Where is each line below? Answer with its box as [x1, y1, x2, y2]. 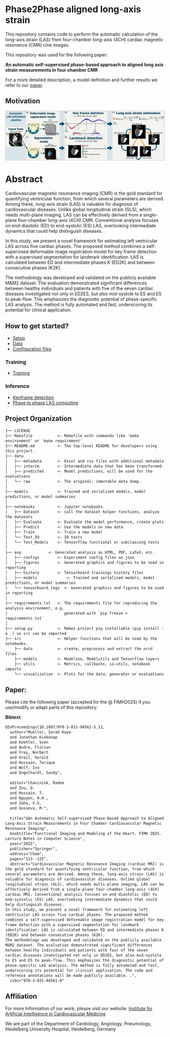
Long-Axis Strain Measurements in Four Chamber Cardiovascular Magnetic [5, 821, 162, 826]
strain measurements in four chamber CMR [5, 67, 98, 73]
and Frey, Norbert [10, 750, 49, 755]
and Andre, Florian [10, 745, 51, 750]
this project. [5, 449, 35, 454]
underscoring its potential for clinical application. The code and [5, 968, 153, 973]
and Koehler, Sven [10, 740, 49, 745]
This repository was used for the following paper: [5, 52, 108, 58]
